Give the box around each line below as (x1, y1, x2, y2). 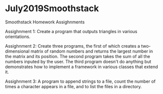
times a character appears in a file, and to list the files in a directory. (5, 83, 142, 89)
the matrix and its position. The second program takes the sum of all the (5, 53, 150, 59)
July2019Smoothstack (5, 3, 99, 14)
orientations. (5, 34, 31, 39)
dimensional (5, 48, 30, 54)
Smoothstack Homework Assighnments (5, 19, 85, 25)
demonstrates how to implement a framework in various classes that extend (5, 64, 158, 70)
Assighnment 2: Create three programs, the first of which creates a (5, 43, 140, 49)
